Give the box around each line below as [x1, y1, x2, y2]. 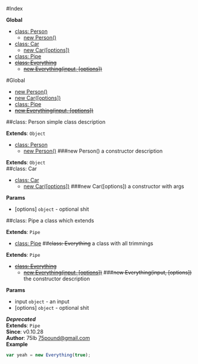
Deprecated [6, 316, 36, 323]
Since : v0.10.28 [6, 328, 44, 335]
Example [6, 341, 28, 348]
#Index [6, 5, 23, 12]
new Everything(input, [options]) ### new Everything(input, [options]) [23, 269, 192, 276]
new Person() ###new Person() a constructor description [23, 147, 163, 154]
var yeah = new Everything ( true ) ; [6, 352, 91, 358]
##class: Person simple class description [6, 118, 106, 125]
